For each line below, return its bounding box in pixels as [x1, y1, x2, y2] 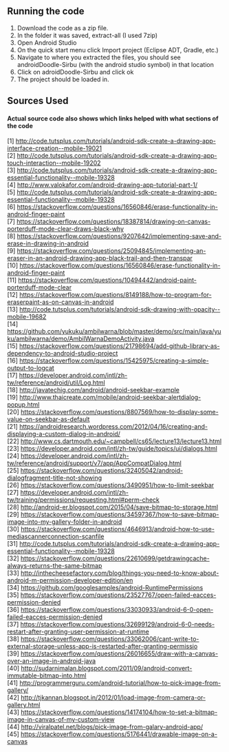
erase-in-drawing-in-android [7, 239, 89, 247]
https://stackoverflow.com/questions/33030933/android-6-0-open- [20, 606, 214, 614]
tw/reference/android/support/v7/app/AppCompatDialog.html [7, 459, 182, 467]
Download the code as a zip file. [17, 23, 109, 32]
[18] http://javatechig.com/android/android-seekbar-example [7, 386, 180, 394]
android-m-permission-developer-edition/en [7, 576, 133, 585]
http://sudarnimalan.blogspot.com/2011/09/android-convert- [21, 664, 193, 673]
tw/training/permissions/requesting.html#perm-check [7, 496, 160, 504]
